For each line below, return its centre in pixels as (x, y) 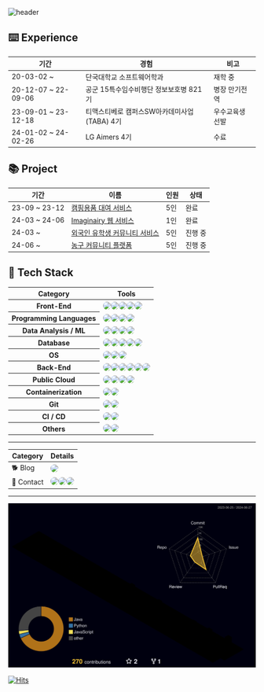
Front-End (54, 306)
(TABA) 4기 (103, 121)
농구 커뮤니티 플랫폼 (101, 245)
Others (54, 429)
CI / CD (54, 416)
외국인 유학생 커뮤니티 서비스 (115, 233)
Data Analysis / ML (54, 330)
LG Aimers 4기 (108, 137)
